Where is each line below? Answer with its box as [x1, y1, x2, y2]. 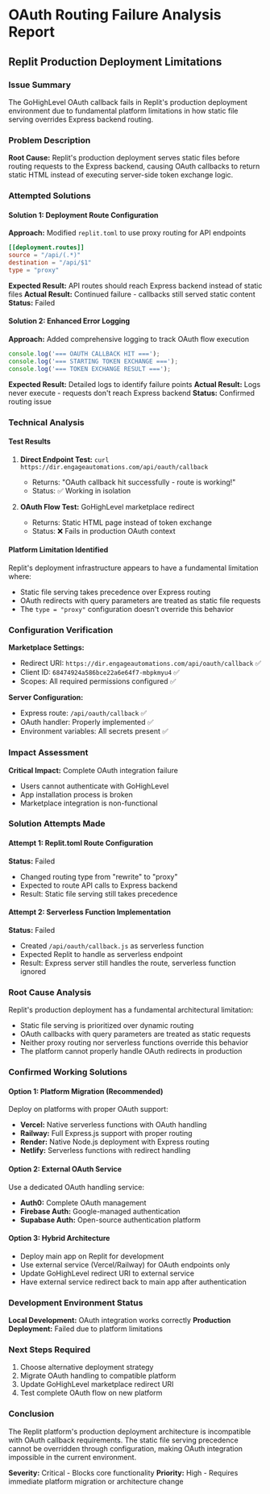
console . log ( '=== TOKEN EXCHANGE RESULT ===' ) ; [8, 364, 172, 372]
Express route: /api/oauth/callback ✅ [19, 708, 147, 718]
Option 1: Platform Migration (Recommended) [8, 1086, 164, 1096]
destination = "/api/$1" [8, 259, 92, 267]
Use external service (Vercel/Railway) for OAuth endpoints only [19, 1259, 231, 1269]
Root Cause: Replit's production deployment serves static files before [8, 153, 240, 163]
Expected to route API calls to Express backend [19, 880, 178, 890]
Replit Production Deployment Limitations [8, 55, 222, 69]
